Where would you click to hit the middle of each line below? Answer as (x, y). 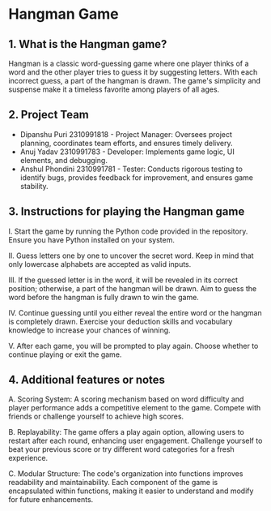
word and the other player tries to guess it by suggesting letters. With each (133, 72)
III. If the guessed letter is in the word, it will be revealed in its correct (123, 280)
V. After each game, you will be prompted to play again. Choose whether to (133, 346)
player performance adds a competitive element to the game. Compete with (135, 408)
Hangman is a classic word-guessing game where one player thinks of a (129, 63)
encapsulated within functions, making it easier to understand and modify (131, 491)
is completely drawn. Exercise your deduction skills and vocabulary (121, 321)
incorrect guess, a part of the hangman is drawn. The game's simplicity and (135, 81)
